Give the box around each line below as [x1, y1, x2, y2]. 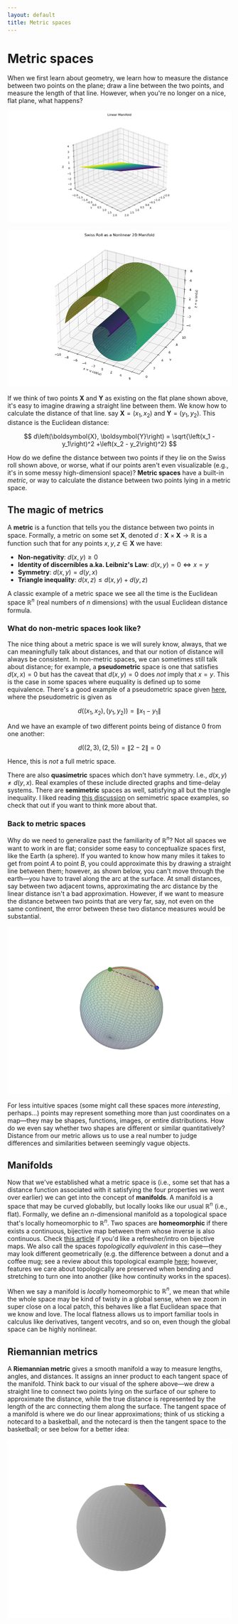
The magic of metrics [7, 504, 104, 516]
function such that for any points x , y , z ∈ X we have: [7, 538, 163, 547]
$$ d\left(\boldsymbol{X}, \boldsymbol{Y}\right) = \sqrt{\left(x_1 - [23, 432, 215, 440]
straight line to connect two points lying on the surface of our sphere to [7, 1387, 217, 1396]
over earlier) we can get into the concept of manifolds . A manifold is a [7, 1193, 213, 1202]
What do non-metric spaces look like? [7, 624, 141, 634]
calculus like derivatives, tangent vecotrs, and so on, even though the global [7, 1318, 231, 1326]
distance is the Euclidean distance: [7, 418, 109, 427]
